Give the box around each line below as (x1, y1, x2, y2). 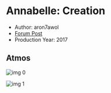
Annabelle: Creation (6, 4, 106, 18)
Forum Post (14, 29, 43, 36)
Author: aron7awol (14, 24, 59, 31)
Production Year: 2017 (14, 36, 68, 43)
